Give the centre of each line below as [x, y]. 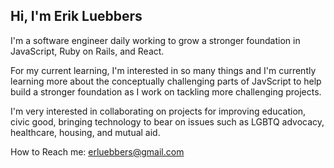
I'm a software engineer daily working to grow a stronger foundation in [155, 40]
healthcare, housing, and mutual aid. [85, 132]
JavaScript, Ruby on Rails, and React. [87, 51]
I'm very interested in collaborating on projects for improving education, [158, 111]
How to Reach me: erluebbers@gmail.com [97, 151]
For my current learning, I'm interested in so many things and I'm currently [163, 70]
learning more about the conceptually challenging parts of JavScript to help [166, 81]
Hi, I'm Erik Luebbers [76, 16]
